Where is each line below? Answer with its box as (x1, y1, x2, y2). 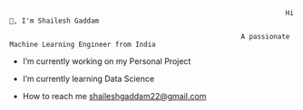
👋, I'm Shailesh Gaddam (9, 16, 100, 25)
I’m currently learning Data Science (22, 73, 155, 84)
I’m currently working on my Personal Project (22, 56, 191, 67)
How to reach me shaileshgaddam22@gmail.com (22, 91, 207, 101)
